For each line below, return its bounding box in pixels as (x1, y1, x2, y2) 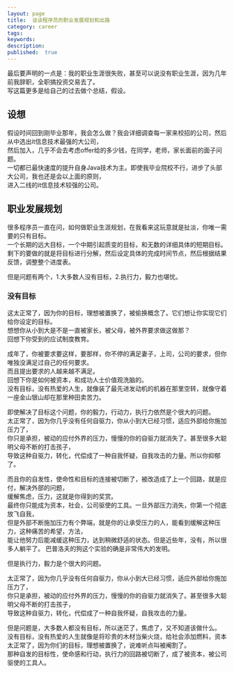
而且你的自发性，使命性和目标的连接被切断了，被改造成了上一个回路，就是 (7, 475, 221, 483)
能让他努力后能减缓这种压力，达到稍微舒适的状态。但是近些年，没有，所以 (7, 535, 221, 544)
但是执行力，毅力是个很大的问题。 (7, 559, 105, 567)
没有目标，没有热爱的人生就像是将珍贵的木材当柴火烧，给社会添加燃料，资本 (7, 632, 227, 640)
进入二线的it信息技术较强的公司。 (7, 180, 102, 189)
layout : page (7, 10, 45, 17)
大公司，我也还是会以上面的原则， (7, 172, 105, 180)
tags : (7, 29, 23, 37)
